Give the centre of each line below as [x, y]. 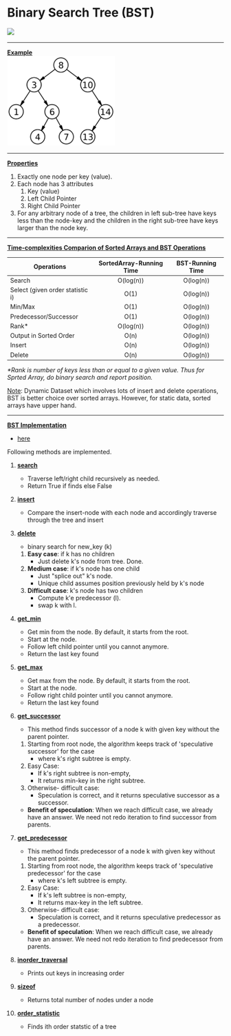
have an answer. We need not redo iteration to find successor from [122, 817]
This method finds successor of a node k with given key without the [123, 729]
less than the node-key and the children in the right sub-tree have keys [118, 221]
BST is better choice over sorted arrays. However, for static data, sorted [109, 398]
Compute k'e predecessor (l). [79, 598]
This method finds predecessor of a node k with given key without [121, 851]
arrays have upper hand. [42, 405]
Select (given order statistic [49, 290]
